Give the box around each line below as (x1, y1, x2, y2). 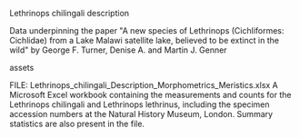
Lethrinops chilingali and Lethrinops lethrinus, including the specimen (9, 99, 270, 110)
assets (9, 63, 35, 73)
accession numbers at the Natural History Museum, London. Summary (9, 109, 274, 119)
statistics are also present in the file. (9, 118, 145, 129)
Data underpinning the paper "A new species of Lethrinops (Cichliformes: (9, 25, 285, 35)
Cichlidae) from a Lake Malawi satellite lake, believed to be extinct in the (9, 35, 280, 45)
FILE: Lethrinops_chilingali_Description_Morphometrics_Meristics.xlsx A (9, 80, 279, 90)
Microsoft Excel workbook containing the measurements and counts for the (9, 90, 292, 100)
